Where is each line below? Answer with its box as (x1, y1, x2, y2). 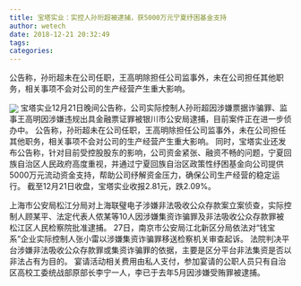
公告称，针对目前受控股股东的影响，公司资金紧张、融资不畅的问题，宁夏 (16, 147, 284, 158)
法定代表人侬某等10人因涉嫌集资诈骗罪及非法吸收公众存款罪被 (56, 212, 285, 222)
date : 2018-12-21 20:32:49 (9, 30, 110, 39)
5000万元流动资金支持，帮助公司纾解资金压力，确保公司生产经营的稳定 (9, 169, 272, 180)
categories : (9, 47, 54, 56)
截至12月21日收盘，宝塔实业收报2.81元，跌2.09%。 (26, 181, 217, 192)
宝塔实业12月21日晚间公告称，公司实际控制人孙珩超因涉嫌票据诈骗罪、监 (20, 102, 288, 113)
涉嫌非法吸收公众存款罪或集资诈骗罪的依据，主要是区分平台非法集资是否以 (16, 245, 292, 256)
